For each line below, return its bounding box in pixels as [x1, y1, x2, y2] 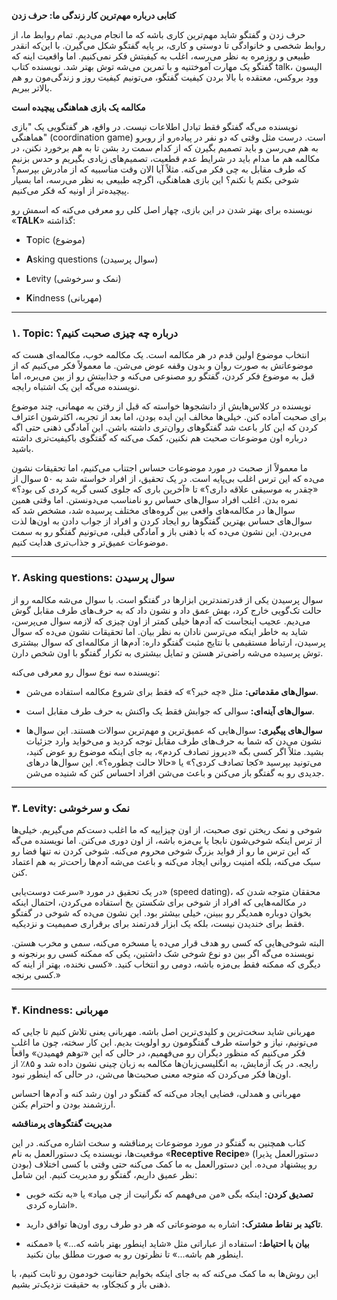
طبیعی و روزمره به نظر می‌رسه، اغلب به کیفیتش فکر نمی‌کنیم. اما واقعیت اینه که [11, 50, 311, 62]
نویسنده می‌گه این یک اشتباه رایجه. [11, 381, 141, 393]
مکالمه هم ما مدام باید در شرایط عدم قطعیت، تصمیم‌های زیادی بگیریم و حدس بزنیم [11, 153, 321, 164]
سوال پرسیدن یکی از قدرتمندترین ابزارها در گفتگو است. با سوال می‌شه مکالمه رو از [11, 593, 324, 605]
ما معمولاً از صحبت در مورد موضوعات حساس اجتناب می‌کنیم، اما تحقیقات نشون [11, 462, 308, 474]
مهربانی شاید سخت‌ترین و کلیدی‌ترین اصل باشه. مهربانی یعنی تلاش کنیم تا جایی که [11, 1026, 316, 1038]
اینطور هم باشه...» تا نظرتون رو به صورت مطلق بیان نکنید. [25, 1248, 244, 1260]
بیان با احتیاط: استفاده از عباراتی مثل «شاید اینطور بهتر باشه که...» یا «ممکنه [25, 1238, 310, 1250]
